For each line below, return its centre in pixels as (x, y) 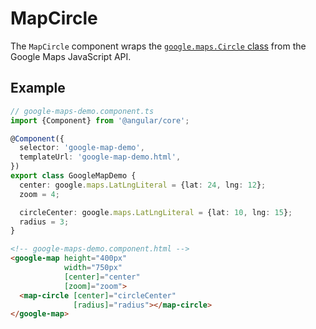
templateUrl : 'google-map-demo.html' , (100, 157)
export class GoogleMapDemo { (73, 176)
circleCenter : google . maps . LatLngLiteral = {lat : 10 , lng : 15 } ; (156, 212)
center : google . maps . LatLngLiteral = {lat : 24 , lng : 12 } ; (143, 185)
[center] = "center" (102, 277)
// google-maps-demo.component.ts (82, 111)
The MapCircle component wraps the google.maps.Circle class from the (158, 46)
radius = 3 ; (44, 222)
